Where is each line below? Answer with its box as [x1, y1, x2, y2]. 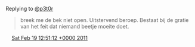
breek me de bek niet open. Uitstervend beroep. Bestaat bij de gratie [20, 17, 189, 23]
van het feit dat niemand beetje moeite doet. [20, 23, 129, 30]
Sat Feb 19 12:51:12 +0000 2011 [11, 35, 88, 41]
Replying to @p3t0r [5, 5, 54, 12]
